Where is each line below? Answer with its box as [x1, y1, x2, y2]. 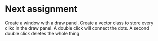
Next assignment [5, 3, 78, 15]
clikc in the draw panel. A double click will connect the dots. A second [5, 25, 149, 31]
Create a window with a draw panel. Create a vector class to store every [5, 20, 154, 26]
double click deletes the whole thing [5, 30, 80, 36]
